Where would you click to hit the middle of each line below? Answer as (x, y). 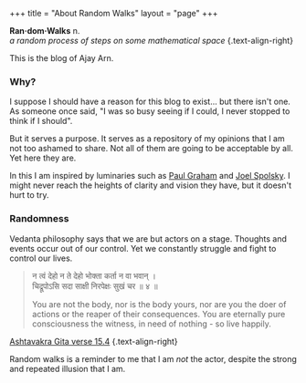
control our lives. (41, 258)
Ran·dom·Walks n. (45, 31)
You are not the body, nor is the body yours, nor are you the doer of (159, 304)
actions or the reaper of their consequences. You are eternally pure (158, 314)
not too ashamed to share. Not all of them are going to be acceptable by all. (152, 149)
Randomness (39, 219)
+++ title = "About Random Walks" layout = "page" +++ (114, 13)
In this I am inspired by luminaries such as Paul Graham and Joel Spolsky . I (150, 176)
